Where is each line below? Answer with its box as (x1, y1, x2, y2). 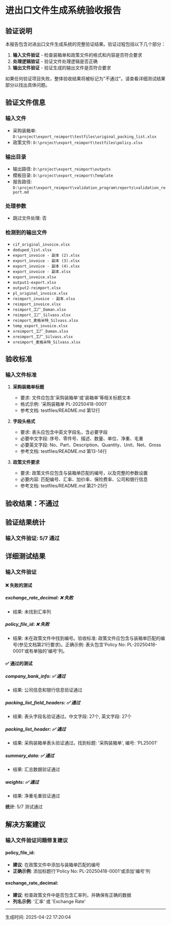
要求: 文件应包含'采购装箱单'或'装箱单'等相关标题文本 (20, 395, 131, 401)
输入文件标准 (5, 371, 37, 378)
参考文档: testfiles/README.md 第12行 (20, 407, 100, 413)
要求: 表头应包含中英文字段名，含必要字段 (20, 429, 108, 435)
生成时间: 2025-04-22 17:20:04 (5, 914, 71, 920)
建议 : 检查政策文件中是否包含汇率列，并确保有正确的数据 (12, 892, 131, 898)
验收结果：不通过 (5, 499, 59, 508)
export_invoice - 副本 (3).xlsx (12, 258, 80, 263)
